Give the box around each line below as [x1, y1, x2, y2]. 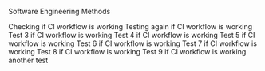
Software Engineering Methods [8, 7, 111, 16]
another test [8, 55, 49, 65]
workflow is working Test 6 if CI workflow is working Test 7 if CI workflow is [8, 39, 258, 48]
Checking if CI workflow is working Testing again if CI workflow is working [8, 22, 253, 31]
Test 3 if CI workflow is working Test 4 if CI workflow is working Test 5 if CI [8, 31, 255, 39]
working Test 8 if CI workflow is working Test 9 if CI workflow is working [8, 47, 247, 56]
